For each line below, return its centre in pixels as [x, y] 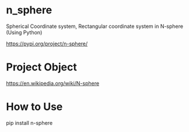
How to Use [34, 107]
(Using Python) [24, 32]
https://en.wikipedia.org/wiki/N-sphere [53, 83]
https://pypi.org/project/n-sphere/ [47, 44]
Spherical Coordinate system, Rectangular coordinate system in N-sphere [95, 26]
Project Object [41, 67]
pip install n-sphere [29, 123]
